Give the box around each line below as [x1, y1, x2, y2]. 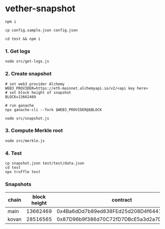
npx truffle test [5, 170, 41, 174]
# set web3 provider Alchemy [5, 82, 65, 86]
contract [111, 197, 133, 203]
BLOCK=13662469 [5, 94, 36, 99]
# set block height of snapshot [5, 90, 71, 95]
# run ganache [5, 103, 34, 108]
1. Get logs [5, 48, 30, 55]
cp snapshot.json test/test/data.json [5, 161, 84, 166]
